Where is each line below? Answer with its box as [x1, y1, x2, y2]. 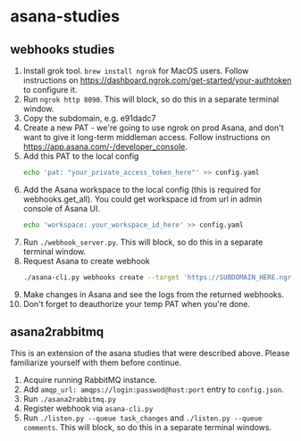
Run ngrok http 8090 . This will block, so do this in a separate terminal [22, 94, 280, 104]
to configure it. [22, 85, 78, 95]
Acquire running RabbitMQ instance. [22, 375, 157, 386]
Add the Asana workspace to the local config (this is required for [22, 184, 262, 195]
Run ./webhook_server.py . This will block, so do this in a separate [22, 237, 263, 247]
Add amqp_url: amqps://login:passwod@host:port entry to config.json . [22, 384, 284, 395]
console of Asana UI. [22, 203, 101, 213]
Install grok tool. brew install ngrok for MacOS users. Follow [22, 65, 249, 76]
